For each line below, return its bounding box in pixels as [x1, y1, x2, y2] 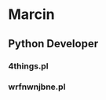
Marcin [8, 6, 55, 24]
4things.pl [8, 61, 49, 72]
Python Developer [8, 37, 99, 50]
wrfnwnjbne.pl [8, 81, 66, 92]
